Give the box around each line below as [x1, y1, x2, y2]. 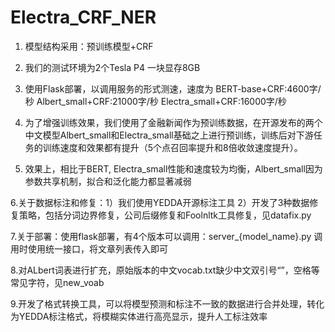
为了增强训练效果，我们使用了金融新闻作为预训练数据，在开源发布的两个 [24, 116, 323, 128]
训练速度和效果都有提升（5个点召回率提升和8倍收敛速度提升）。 [42, 141, 303, 153]
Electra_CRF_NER [10, 6, 157, 29]
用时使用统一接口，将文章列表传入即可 [10, 242, 168, 255]
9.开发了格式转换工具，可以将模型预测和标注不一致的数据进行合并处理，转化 [10, 297, 325, 310]
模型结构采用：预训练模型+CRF [24, 40, 154, 52]
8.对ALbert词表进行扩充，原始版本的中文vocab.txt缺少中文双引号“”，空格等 [10, 264, 320, 276]
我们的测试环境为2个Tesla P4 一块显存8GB [24, 61, 201, 73]
